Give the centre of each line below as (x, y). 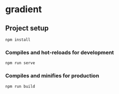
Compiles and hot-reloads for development (60, 52)
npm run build (20, 86)
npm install (18, 40)
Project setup (27, 28)
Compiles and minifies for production (52, 76)
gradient (24, 9)
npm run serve (20, 63)
